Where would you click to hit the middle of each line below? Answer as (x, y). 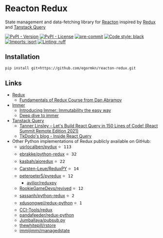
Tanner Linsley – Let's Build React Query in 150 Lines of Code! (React (89, 126)
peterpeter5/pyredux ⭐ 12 (46, 176)
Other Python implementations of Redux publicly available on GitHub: (81, 141)
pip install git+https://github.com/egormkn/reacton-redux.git (71, 68)
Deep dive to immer (39, 116)
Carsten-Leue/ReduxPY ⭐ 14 (49, 169)
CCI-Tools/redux (36, 210)
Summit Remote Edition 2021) (49, 131)
